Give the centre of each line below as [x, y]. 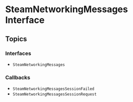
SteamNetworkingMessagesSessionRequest [55, 94]
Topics [16, 39]
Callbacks [18, 77]
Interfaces [18, 53]
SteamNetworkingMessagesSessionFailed [53, 89]
